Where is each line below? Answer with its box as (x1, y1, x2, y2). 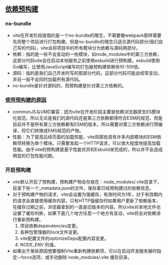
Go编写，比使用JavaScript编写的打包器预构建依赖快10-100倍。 (12, 63, 143, 69)
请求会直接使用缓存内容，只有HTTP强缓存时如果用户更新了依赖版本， (17, 198, 161, 204)
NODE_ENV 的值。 (20, 242, 59, 248)
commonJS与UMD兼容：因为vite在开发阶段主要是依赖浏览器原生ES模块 (12, 109, 160, 115)
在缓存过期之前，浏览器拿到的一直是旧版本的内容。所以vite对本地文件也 (12, 204, 161, 210)
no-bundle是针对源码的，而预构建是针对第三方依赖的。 (12, 82, 127, 89)
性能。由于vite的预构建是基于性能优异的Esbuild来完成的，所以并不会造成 (12, 146, 163, 152)
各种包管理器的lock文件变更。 (20, 229, 82, 235)
